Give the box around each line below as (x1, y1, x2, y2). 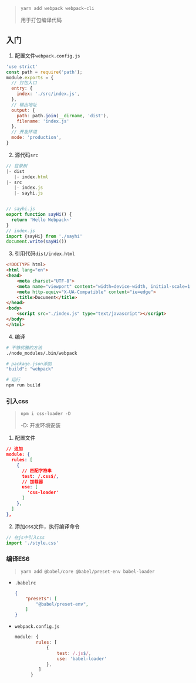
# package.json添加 (6, 361, 52, 366)
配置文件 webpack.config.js (14, 52, 80, 59)
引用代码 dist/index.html (14, 250, 75, 257)
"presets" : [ (25, 596, 58, 602)
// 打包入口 (11, 80, 37, 86)
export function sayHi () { (6, 212, 72, 218)
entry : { (11, 86, 33, 91)
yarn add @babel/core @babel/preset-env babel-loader (20, 569, 155, 575)
